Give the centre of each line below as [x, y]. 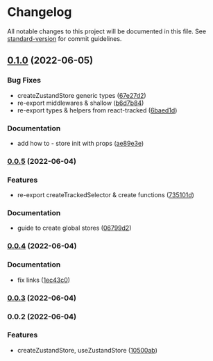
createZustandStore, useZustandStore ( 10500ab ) [87, 350]
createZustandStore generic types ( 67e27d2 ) [82, 95]
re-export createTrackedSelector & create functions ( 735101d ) [105, 195]
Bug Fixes [24, 81]
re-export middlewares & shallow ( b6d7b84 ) [80, 103]
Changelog [40, 12]
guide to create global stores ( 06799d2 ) [74, 228]
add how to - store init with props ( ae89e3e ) [80, 143]
